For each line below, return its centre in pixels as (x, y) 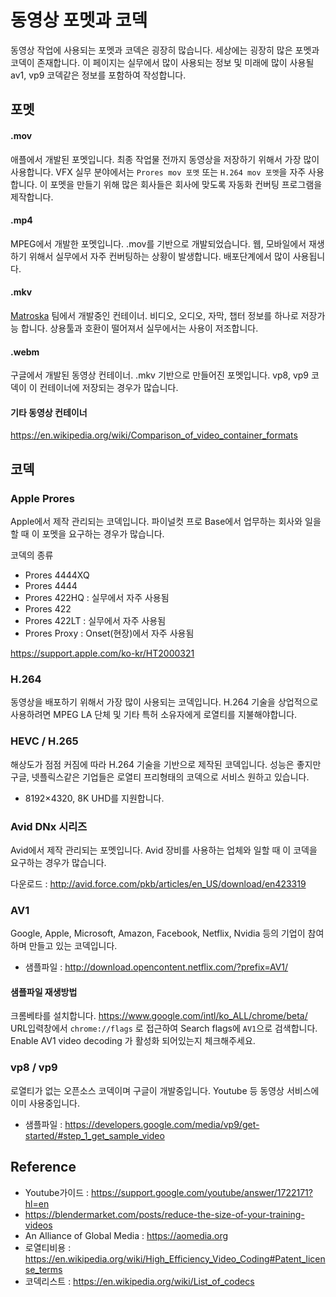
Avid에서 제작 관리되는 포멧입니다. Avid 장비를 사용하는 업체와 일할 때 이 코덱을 (164, 850)
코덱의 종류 (32, 555)
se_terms (43, 1269)
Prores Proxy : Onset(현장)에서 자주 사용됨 (109, 633)
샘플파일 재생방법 (44, 992)
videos (38, 1225)
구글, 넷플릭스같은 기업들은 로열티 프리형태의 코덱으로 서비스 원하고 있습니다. (160, 777)
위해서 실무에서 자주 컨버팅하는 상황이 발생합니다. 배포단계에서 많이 (159, 256)
